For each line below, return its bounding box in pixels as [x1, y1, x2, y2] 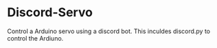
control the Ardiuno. [7, 34, 64, 42]
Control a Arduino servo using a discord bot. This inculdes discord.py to [7, 27, 211, 35]
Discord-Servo [7, 5, 93, 20]
